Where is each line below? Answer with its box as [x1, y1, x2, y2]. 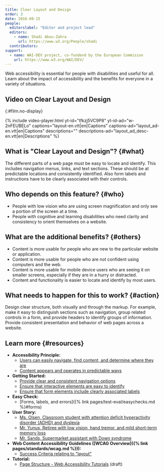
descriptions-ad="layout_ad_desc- [78, 128, 149, 134]
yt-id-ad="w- [107, 118, 135, 124]
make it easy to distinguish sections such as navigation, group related [5, 309, 146, 315]
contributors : [9, 44, 38, 48]
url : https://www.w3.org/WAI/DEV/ [14, 57, 84, 62]
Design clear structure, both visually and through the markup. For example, [5, 304, 157, 310]
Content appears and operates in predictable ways [19, 368, 122, 374]
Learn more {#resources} [5, 339, 84, 347]
